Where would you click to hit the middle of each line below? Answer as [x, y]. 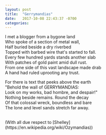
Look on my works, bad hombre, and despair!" [51, 92]
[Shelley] [61, 122]
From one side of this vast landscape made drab [53, 68]
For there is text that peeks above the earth [48, 82]
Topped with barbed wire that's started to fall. [51, 52]
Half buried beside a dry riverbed [38, 47]
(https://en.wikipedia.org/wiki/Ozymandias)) [49, 127]
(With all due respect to [28, 122]
